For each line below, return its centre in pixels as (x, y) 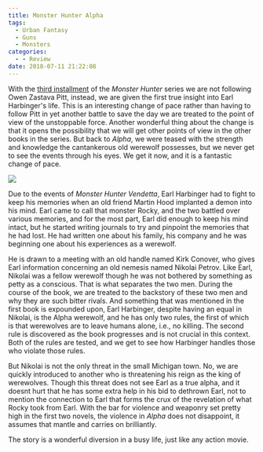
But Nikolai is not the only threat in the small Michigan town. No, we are (123, 366)
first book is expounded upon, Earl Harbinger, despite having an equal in (125, 309)
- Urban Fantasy (42, 30)
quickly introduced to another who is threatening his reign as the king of (124, 374)
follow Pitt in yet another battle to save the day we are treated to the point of (131, 114)
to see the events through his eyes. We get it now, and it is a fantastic (120, 155)
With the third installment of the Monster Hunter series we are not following (130, 89)
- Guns (26, 37)
